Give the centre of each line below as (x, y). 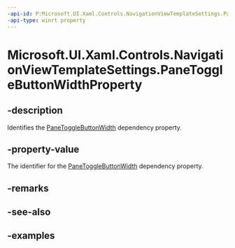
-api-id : (20, 14)
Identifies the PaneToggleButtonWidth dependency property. (94, 128)
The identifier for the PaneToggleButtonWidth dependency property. (106, 166)
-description (35, 110)
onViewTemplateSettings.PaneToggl (115, 70)
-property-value (43, 149)
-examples (31, 236)
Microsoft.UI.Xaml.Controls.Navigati (115, 55)
